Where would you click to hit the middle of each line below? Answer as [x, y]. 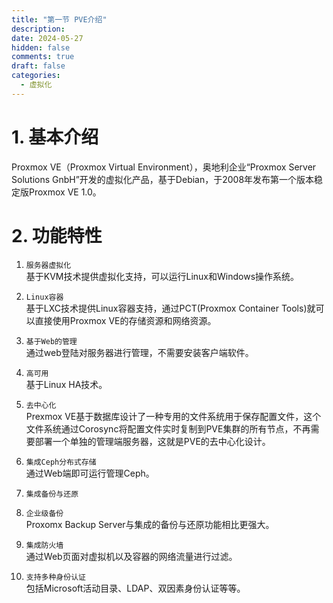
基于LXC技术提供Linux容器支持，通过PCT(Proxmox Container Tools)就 [170, 308]
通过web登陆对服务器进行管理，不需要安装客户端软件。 [139, 352]
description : [38, 29]
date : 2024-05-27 [47, 38]
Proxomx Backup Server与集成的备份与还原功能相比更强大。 [150, 524]
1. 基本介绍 [55, 137]
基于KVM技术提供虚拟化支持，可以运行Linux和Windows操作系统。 [162, 276]
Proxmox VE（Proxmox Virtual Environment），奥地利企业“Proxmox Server [164, 167]
